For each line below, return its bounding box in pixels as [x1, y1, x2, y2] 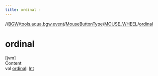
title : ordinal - [5, 7, 41, 12]
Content [5, 60, 22, 66]
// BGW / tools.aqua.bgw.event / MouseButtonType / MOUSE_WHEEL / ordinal [5, 21, 153, 27]
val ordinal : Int [5, 65, 34, 71]
